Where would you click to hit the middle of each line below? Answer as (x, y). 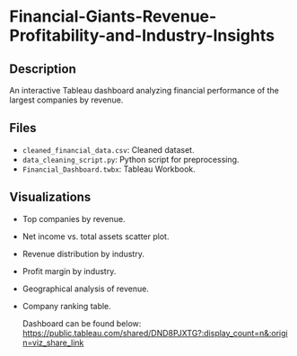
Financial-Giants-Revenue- (113, 17)
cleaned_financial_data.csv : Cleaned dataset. (108, 149)
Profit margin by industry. (69, 271)
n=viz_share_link (53, 343)
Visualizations (50, 197)
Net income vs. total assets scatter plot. (96, 236)
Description (43, 69)
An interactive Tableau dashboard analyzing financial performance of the (144, 90)
